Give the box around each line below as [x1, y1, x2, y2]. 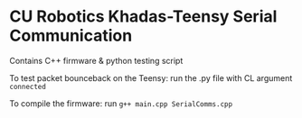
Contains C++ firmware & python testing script [9, 55, 184, 66]
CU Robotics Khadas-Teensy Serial [9, 6, 278, 27]
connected [9, 82, 47, 91]
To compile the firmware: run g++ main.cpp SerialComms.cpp [9, 97, 233, 109]
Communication [9, 25, 133, 46]
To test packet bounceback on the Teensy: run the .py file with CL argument [9, 72, 293, 83]
